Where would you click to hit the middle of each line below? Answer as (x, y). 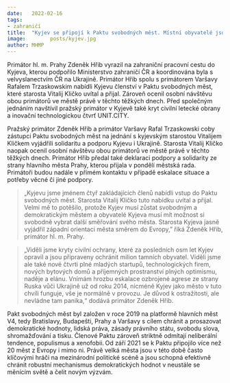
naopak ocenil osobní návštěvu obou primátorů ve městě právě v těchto (108, 150)
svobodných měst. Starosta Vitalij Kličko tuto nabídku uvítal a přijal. (118, 200)
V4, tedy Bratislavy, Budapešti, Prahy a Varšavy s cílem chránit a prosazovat (114, 321)
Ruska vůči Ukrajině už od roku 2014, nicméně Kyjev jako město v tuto (123, 286)
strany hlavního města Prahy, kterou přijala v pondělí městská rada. (102, 165)
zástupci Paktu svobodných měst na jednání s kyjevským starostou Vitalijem (115, 136)
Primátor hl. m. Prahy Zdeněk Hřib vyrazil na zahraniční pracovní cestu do (111, 65)
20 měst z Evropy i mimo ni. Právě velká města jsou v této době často (105, 350)
